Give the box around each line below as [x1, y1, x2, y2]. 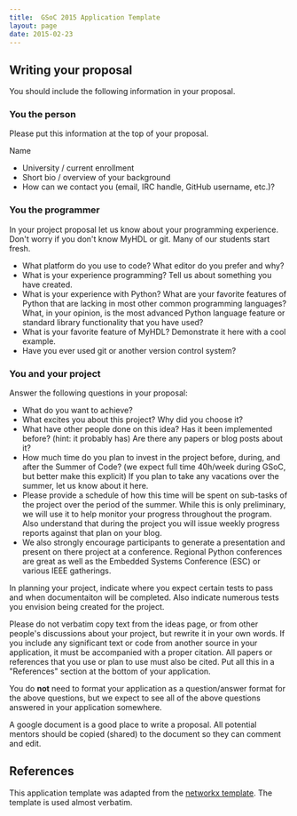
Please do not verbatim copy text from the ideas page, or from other [9, 619, 259, 629]
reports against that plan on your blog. [21, 528, 162, 539]
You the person [9, 108, 77, 121]
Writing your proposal [9, 62, 133, 77]
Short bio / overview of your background [21, 172, 171, 183]
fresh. [9, 243, 31, 253]
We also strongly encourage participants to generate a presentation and [21, 537, 285, 548]
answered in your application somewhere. [9, 702, 162, 713]
